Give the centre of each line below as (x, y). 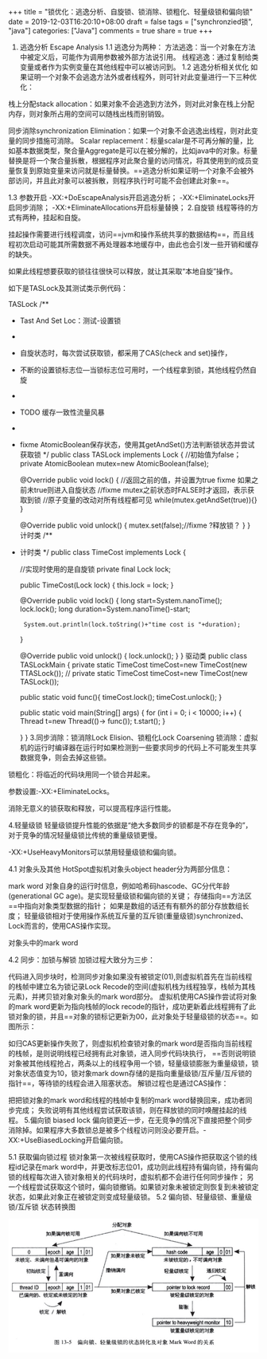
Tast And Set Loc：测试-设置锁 (70, 320)
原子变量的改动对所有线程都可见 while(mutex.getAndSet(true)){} (152, 500)
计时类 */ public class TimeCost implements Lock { (103, 552)
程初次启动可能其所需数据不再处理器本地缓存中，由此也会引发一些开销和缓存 (133, 244)
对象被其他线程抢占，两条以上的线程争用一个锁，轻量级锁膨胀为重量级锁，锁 (133, 1063)
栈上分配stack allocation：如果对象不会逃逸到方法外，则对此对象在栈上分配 (132, 104)
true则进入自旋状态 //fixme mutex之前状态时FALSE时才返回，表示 (141, 490)
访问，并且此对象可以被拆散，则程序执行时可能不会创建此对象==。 (124, 181)
